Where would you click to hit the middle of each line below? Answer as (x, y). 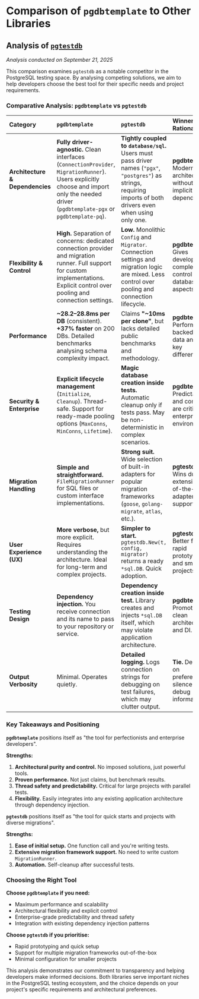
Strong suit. (138, 452)
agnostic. (70, 150)
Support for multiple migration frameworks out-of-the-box (86, 953)
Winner (183, 121)
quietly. (67, 685)
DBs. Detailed (76, 336)
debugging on (140, 685)
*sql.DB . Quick (141, 569)
